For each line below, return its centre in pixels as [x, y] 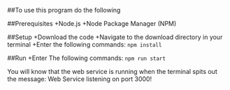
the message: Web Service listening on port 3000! [80, 79]
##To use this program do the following [64, 10]
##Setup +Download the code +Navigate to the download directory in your [115, 37]
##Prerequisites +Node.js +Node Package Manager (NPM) [92, 23]
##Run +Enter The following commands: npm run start [87, 58]
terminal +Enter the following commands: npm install [85, 44]
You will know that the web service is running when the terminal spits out [113, 72]
